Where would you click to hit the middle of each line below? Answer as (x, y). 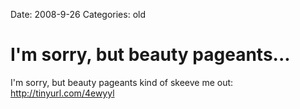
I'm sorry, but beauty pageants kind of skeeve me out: (122, 82)
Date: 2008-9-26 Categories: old (78, 14)
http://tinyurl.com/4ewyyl (62, 93)
